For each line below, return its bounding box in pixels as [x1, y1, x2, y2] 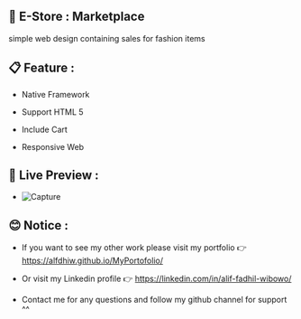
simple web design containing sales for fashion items [8, 33, 205, 43]
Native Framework [21, 89, 90, 99]
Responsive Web [21, 141, 85, 152]
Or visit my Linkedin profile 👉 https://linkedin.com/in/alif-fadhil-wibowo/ [21, 273, 292, 285]
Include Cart [21, 124, 68, 135]
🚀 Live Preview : [8, 168, 100, 183]
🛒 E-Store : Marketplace [8, 9, 145, 24]
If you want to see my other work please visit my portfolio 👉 [21, 242, 247, 253]
